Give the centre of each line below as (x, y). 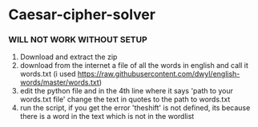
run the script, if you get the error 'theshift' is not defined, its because (135, 108)
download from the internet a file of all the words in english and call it (134, 65)
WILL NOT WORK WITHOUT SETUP (78, 40)
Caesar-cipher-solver (82, 15)
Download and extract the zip (69, 57)
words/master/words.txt (60, 82)
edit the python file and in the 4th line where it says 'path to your (127, 91)
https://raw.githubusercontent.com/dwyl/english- (159, 74)
